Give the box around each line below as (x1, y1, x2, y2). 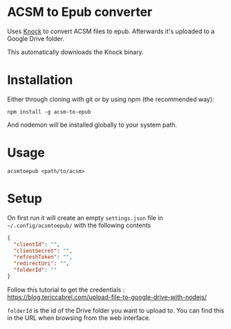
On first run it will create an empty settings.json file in (7, 213, 164, 222)
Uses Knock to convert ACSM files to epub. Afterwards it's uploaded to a (7, 27, 215, 35)
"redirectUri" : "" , (13, 260, 70, 267)
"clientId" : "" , (13, 240, 60, 248)
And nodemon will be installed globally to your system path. (7, 121, 178, 129)
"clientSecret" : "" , (13, 247, 73, 254)
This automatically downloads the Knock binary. (7, 48, 144, 56)
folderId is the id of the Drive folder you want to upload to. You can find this (7, 306, 225, 314)
